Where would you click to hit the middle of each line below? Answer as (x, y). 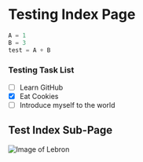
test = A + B (29, 50)
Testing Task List (41, 70)
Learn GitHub (41, 87)
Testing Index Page (72, 15)
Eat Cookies (39, 96)
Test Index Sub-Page (60, 130)
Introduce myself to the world (67, 105)
